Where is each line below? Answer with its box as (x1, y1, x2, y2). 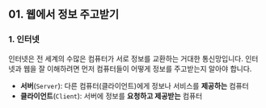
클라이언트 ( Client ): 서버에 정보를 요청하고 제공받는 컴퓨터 (19, 91, 203, 101)
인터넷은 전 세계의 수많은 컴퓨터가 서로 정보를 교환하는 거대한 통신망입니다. (8, 53, 244, 63)
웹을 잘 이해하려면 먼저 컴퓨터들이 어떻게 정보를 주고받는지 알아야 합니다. (23, 64, 252, 73)
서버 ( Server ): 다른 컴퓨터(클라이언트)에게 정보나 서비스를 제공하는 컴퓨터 (19, 81, 249, 90)
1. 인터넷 (8, 34, 40, 45)
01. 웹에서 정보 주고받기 (8, 7, 120, 22)
